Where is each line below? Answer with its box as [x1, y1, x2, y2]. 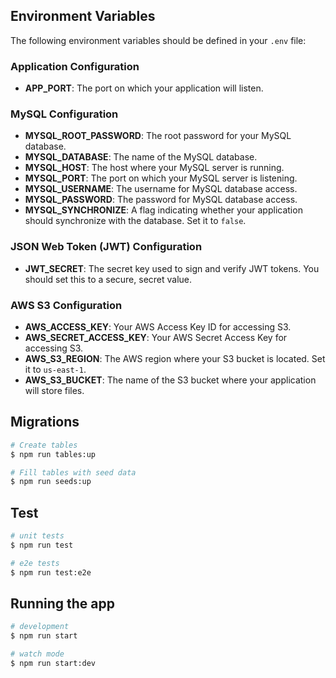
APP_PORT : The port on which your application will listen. [24, 82, 264, 94]
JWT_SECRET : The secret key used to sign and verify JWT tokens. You [24, 262, 320, 274]
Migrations [10, 414, 80, 431]
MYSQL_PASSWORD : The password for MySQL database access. [24, 194, 298, 206]
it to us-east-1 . [24, 364, 87, 375]
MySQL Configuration [10, 107, 119, 121]
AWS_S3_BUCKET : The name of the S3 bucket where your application [24, 374, 317, 386]
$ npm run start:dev [10, 659, 97, 669]
